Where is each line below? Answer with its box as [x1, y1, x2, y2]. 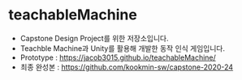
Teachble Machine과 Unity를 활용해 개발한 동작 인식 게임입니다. [19, 43, 226, 53]
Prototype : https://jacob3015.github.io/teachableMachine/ [19, 53, 217, 62]
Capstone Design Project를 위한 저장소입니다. [19, 33, 169, 43]
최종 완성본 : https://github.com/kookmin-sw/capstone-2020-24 [19, 62, 234, 72]
